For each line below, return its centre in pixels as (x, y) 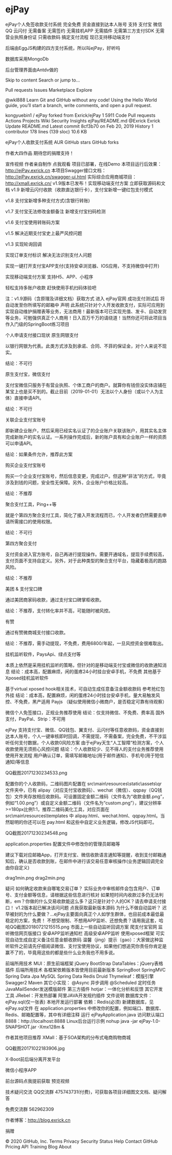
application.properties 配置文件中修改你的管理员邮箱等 (63, 844)
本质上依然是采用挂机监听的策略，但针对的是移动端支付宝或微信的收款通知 (84, 665)
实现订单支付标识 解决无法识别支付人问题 (49, 255)
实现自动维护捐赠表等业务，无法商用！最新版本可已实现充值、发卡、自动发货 (86, 311)
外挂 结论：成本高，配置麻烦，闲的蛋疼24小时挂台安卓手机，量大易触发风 (83, 695)
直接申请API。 (29, 398)
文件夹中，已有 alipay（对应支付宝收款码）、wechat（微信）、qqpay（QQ (81, 790)
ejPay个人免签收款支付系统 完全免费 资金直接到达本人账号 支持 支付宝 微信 (84, 24)
